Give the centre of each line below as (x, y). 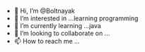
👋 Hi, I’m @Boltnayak (45, 11)
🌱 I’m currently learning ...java (57, 26)
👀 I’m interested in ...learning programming (76, 18)
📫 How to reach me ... (47, 41)
